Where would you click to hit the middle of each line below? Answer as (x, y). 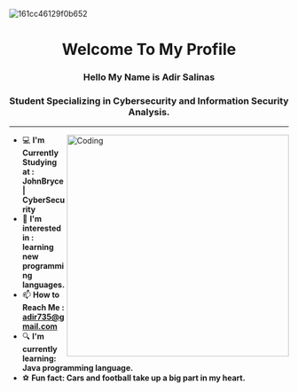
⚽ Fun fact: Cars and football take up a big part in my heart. (133, 378)
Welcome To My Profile (149, 50)
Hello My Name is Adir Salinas (149, 77)
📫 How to (41, 295)
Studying (39, 162)
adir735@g (43, 317)
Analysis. (149, 113)
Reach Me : (43, 308)
